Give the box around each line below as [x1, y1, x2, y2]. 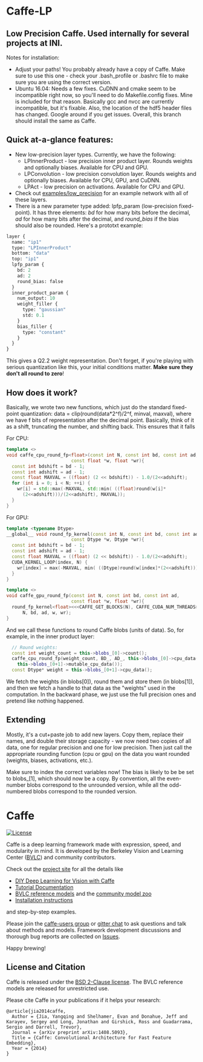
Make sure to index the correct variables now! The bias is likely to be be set [6, 768, 195, 775]
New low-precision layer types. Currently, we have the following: [14, 150, 176, 158]
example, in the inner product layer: [6, 632, 95, 640]
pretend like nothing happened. [6, 697, 85, 704]
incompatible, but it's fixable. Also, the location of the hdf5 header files [14, 104, 192, 112]
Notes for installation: [6, 54, 60, 61]
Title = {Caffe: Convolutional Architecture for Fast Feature [11, 1035, 172, 1041]
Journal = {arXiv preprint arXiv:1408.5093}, [11, 1029, 129, 1035]
